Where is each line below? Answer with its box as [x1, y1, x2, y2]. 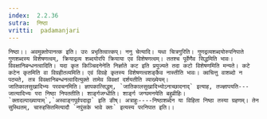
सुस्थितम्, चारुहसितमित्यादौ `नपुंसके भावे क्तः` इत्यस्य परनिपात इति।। [8, 104, 175, 112]
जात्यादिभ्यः [8, 90, 32, 98]
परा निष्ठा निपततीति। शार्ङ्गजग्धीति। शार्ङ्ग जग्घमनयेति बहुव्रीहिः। [34, 90, 186, 98]
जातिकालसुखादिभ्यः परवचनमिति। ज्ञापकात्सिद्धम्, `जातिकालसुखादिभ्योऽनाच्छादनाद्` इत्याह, [8, 83, 213, 91]
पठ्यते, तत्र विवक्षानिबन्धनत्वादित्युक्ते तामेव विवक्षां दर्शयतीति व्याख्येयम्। [8, 76, 169, 84]
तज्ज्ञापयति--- [215, 83, 249, 91]
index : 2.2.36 [8, 11, 59, 20]
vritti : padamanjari [8, 26, 80, 34]
